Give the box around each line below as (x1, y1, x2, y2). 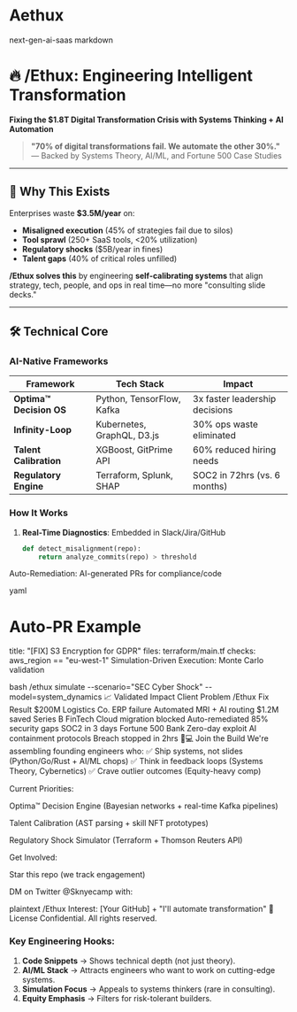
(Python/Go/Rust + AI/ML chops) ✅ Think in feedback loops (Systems (9, 756, 263, 767)
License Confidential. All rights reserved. (9, 913, 157, 923)
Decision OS (13, 404, 67, 416)
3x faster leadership (193, 393, 277, 406)
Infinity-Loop (13, 424, 72, 436)
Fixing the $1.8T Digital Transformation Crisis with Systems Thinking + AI (9, 114, 285, 125)
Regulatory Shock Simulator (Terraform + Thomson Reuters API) (9, 835, 243, 846)
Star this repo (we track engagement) (9, 869, 146, 880)
